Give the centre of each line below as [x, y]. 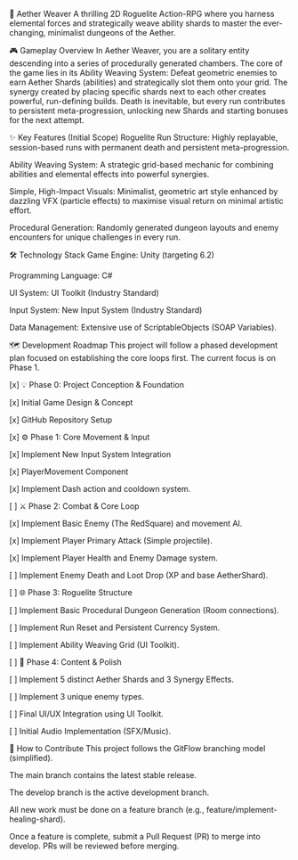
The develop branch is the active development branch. [109, 792]
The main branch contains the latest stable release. [103, 775]
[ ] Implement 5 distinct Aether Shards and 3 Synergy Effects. [121, 679]
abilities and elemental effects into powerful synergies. [109, 174]
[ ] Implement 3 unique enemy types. [77, 696]
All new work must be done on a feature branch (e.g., [107, 810]
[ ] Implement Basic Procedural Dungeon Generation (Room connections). [144, 610]
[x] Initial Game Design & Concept [71, 402]
